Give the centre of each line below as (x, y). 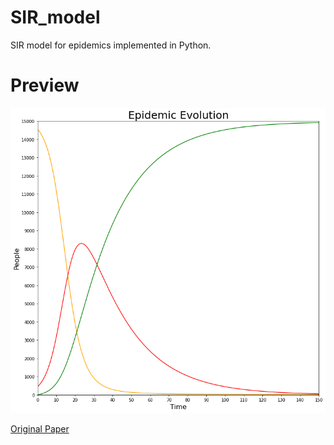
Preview (45, 85)
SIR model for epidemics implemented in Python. (111, 45)
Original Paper (40, 429)
